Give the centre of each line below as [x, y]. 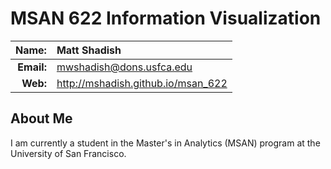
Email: [32, 67]
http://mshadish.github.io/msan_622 [142, 83]
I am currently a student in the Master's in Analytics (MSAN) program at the [165, 143]
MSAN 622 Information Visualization [166, 18]
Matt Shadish [89, 50]
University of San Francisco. [68, 153]
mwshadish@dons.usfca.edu [124, 67]
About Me [41, 118]
